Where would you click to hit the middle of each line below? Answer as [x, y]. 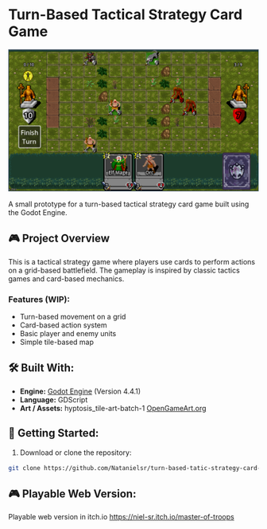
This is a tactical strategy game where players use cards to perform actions [132, 261]
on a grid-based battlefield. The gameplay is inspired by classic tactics [124, 270]
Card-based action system [63, 325]
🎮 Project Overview [59, 239]
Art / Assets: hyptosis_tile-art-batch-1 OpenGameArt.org [113, 408]
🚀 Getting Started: [54, 433]
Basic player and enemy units [68, 334]
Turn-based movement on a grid [73, 317]
